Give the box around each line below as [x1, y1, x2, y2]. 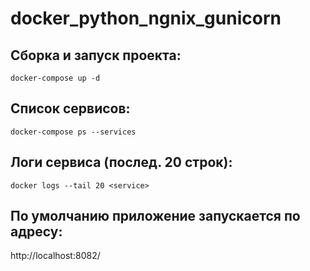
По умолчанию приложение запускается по [10, 208, 301, 225]
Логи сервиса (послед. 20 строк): [10, 154, 233, 171]
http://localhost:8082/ [10, 250, 101, 262]
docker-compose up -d [10, 73, 101, 83]
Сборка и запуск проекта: [10, 47, 182, 64]
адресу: [10, 223, 63, 241]
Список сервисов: [10, 100, 131, 117]
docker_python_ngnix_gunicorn [10, 7, 282, 30]
